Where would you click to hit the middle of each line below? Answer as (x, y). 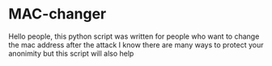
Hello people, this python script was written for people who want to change (134, 36)
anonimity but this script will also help (71, 53)
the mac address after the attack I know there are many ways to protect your (136, 44)
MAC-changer (57, 14)
